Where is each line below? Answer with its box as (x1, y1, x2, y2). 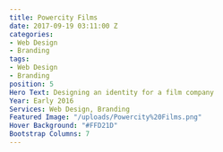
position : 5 (9, 80, 54, 89)
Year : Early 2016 (9, 96, 74, 106)
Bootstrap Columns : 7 (9, 130, 90, 139)
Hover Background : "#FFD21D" (9, 122, 118, 131)
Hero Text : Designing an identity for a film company (9, 88, 215, 97)
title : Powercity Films (9, 13, 99, 22)
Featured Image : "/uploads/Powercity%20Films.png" (9, 113, 202, 122)
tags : (9, 55, 30, 63)
